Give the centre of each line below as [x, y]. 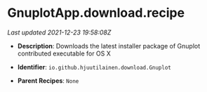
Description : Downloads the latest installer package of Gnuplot [109, 46]
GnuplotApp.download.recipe [96, 13]
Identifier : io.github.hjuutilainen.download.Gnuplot [94, 67]
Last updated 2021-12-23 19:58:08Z [59, 32]
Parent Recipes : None [48, 80]
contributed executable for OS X [64, 53]
